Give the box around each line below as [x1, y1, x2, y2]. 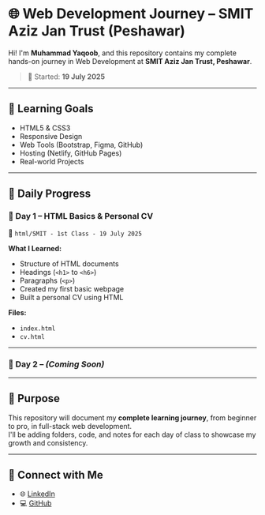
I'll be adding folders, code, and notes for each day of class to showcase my [8, 430, 256, 439]
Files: [8, 308, 27, 318]
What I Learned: [8, 244, 62, 254]
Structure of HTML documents [19, 259, 120, 269]
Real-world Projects [19, 156, 84, 166]
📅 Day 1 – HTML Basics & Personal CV [8, 211, 154, 222]
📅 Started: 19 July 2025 [27, 72, 105, 81]
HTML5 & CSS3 [19, 123, 71, 133]
